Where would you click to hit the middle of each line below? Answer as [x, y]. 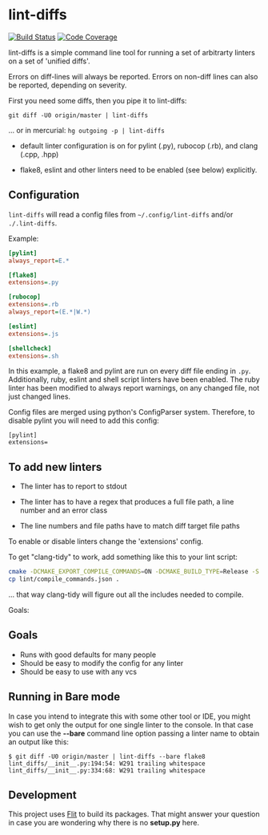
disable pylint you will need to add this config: [84, 421]
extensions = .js [34, 334]
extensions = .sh [34, 356]
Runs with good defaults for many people [88, 655]
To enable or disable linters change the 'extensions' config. [106, 541]
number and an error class [64, 510]
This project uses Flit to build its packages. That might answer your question [134, 814]
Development [43, 794]
